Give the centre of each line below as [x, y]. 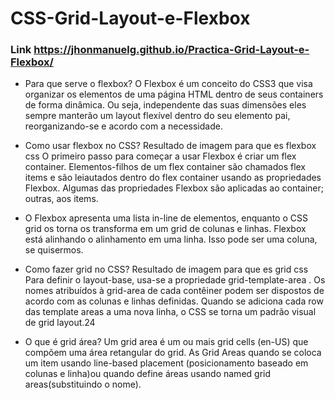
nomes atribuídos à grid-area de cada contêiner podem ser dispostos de [174, 291]
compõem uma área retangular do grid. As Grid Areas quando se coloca [173, 353]
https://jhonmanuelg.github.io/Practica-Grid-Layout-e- [171, 50]
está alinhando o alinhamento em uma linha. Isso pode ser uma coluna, [171, 239]
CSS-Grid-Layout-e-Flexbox [130, 18]
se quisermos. [54, 250]
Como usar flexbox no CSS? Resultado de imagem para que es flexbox [170, 146]
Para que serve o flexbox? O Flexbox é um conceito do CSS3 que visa [168, 84]
